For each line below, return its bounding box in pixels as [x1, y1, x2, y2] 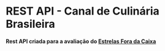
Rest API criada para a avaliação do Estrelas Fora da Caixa [6, 38, 156, 45]
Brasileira [6, 17, 56, 31]
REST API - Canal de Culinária [6, 4, 160, 18]
